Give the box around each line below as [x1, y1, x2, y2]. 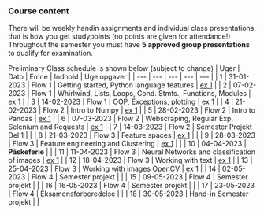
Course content [8, 6, 69, 17]
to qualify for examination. [8, 49, 93, 58]
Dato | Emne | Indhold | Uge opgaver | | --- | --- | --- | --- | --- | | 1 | [8, 72, 227, 82]
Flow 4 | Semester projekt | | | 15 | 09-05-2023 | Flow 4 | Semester [31, 172, 248, 182]
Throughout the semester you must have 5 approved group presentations [8, 40, 251, 50]
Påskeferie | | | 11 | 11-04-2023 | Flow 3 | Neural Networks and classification [8, 147, 256, 157]
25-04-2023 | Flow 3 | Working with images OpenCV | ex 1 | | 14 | [8, 164, 221, 174]
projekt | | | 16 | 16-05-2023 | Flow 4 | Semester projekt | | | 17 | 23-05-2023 [8, 181, 255, 190]
